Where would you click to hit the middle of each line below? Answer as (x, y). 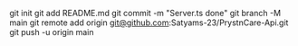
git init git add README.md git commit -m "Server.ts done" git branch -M (145, 13)
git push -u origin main (52, 32)
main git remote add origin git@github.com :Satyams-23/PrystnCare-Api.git (149, 23)
